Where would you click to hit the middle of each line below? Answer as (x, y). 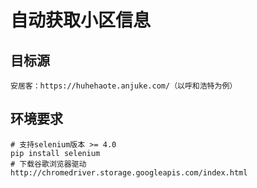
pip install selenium (55, 153)
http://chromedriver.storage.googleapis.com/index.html (129, 172)
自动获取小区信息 (81, 20)
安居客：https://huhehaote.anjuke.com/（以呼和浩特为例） (124, 86)
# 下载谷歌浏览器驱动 (48, 164)
